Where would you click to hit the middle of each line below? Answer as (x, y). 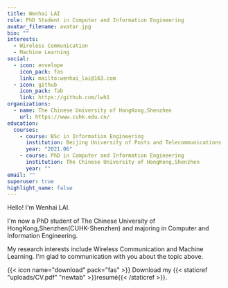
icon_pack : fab (42, 91)
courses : (26, 130)
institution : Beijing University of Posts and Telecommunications (123, 143)
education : (23, 123)
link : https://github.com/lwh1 (65, 98)
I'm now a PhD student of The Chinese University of (81, 221)
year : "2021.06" (49, 149)
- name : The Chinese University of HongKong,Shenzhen (93, 110)
